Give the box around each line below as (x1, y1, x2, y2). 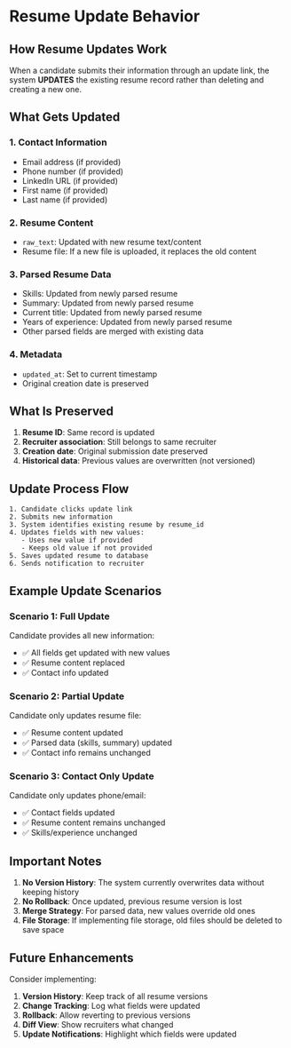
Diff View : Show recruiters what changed (21, 1020, 174, 1030)
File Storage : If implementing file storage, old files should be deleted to (21, 915, 282, 925)
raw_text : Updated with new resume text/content (21, 236, 201, 247)
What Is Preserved (9, 403, 114, 418)
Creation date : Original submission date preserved (21, 446, 208, 457)
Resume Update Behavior (9, 6, 201, 27)
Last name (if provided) (21, 194, 108, 205)
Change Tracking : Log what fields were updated (21, 1001, 201, 1012)
